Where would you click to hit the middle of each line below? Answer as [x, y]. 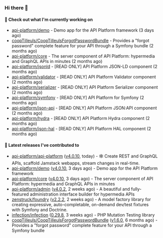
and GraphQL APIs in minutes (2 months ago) [57, 61]
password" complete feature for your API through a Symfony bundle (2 [82, 46]
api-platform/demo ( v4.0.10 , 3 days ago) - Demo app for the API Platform [84, 168]
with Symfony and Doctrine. [39, 210]
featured [20, 194]
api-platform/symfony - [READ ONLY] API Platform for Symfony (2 [78, 98]
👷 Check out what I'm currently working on [49, 20]
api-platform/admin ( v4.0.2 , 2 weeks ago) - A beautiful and [71, 189]
